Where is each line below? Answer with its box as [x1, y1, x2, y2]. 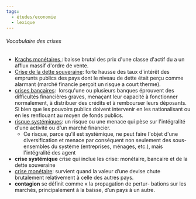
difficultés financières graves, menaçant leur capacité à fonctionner [14, 93, 178, 100]
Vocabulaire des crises [6, 37, 61, 44]
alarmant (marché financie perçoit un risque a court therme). [14, 80, 161, 88]
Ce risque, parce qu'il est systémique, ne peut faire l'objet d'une [23, 130, 178, 138]
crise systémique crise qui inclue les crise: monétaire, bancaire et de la [14, 155, 188, 162]
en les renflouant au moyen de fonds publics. [14, 112, 124, 119]
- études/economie [11, 14, 57, 20]
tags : [6, 8, 19, 15]
